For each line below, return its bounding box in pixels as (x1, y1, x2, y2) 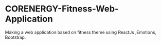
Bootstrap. (5, 34, 26, 40)
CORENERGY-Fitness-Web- (5, 3, 119, 14)
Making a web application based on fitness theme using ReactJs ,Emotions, (5, 29, 157, 35)
